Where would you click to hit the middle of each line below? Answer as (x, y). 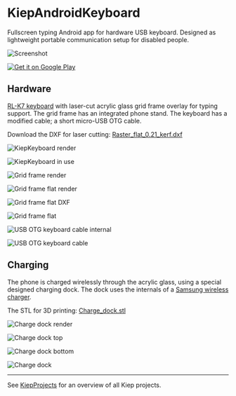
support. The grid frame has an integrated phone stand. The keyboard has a (117, 113)
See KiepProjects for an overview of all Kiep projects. (84, 385)
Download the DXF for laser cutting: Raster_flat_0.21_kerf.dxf (95, 134)
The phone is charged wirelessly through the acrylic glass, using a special (114, 282)
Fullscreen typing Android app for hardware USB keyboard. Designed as (112, 32)
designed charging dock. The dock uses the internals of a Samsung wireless (118, 289)
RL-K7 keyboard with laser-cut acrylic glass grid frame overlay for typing (112, 106)
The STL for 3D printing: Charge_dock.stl (67, 310)
